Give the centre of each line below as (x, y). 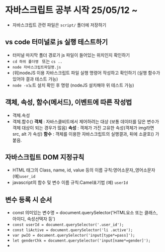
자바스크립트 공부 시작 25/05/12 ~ (71, 10)
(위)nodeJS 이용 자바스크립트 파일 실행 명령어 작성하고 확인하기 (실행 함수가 (86, 73)
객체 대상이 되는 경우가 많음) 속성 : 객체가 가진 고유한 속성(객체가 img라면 (83, 128)
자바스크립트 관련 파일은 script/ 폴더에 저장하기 (59, 25)
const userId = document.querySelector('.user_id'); (68, 225)
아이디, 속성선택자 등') (34, 219)
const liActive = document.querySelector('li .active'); (73, 230)
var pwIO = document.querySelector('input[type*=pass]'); (74, 236)
